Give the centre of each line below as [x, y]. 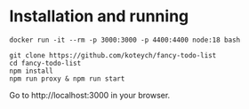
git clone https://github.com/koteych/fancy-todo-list [113, 55]
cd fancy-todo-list [45, 63]
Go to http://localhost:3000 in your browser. [90, 95]
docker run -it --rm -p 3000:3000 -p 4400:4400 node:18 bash [125, 40]
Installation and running [99, 16]
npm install [31, 71]
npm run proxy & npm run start [67, 78]
